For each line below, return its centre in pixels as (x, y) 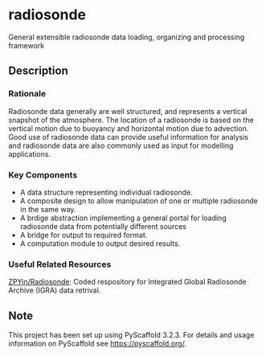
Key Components (43, 174)
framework (27, 45)
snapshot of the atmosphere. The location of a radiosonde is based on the (131, 120)
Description (38, 71)
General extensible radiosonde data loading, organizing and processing (127, 37)
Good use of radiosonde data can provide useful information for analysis (129, 137)
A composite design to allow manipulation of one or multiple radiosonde (139, 201)
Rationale (27, 94)
